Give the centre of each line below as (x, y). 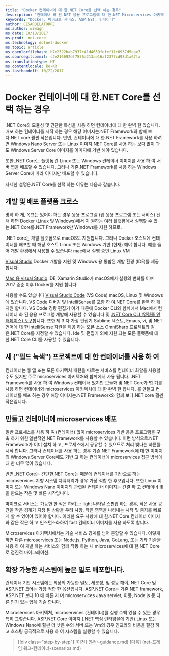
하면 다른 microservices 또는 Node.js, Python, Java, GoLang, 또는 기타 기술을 (83, 540)
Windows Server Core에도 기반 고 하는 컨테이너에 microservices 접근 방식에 (87, 457)
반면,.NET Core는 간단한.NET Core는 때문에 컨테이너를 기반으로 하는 (73, 474)
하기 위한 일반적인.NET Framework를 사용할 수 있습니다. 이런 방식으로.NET (84, 438)
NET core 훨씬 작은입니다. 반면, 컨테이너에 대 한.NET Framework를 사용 (81, 137)
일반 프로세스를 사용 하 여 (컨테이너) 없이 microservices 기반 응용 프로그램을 (80, 432)
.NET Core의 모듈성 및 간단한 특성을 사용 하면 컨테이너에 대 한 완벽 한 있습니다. (83, 125)
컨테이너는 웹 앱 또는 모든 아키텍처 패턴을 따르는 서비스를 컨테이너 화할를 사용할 (83, 370)
